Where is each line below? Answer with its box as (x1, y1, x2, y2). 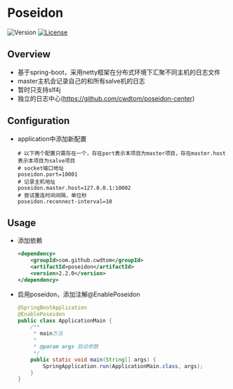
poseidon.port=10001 (17, 170, 78, 178)
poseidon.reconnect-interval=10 (17, 198, 112, 205)
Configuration (7, 115, 70, 127)
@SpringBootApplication (17, 303, 88, 311)
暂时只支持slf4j (17, 86, 61, 94)
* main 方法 (33, 330, 63, 337)
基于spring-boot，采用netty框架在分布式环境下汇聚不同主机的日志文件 (17, 68, 221, 76)
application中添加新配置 (17, 135, 87, 143)
